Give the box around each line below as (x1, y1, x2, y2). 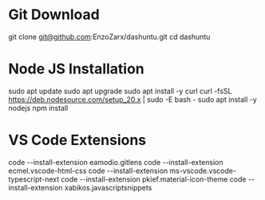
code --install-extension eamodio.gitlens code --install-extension (8, 157, 223, 167)
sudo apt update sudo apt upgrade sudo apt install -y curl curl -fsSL (8, 86, 232, 96)
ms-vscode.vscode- (169, 166, 237, 175)
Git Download (8, 6, 100, 24)
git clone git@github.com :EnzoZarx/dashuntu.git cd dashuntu (8, 32, 211, 41)
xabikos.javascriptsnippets (64, 182, 152, 192)
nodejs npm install (8, 103, 69, 112)
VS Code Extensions (8, 131, 147, 149)
